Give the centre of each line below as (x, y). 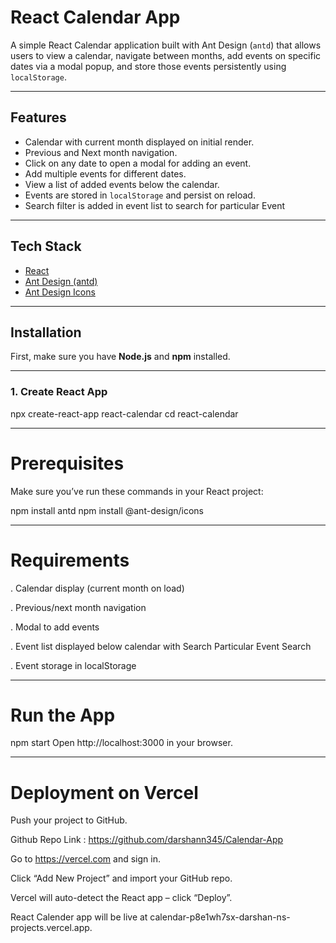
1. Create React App (59, 392)
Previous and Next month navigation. (101, 152)
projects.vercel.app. (51, 928)
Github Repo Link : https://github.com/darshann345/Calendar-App (147, 840)
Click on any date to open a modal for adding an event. (138, 163)
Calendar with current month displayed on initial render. (139, 142)
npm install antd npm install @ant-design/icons (107, 510)
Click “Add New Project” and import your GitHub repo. (121, 878)
